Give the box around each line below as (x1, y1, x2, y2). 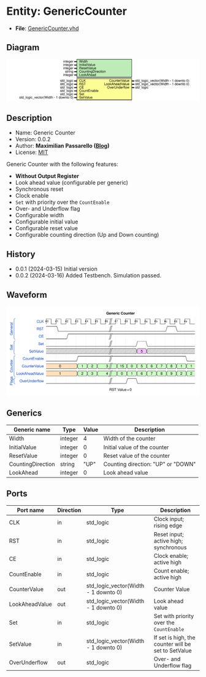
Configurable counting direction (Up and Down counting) (15, 231, 159, 239)
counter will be (153, 640, 191, 648)
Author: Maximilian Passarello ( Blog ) (15, 142, 110, 150)
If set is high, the (153, 634, 196, 641)
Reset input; (153, 530, 184, 538)
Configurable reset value (15, 225, 78, 232)
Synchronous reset (15, 185, 64, 193)
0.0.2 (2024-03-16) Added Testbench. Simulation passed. (15, 272, 162, 279)
